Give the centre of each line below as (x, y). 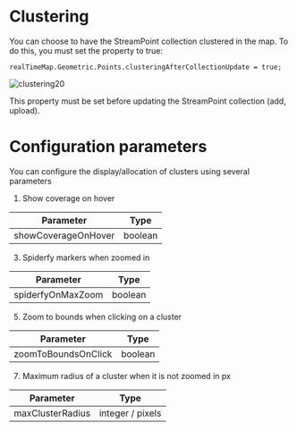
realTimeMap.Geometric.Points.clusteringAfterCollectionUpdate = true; (145, 67)
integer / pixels (130, 413)
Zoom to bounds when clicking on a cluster (102, 317)
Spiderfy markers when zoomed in (86, 258)
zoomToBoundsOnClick (63, 353)
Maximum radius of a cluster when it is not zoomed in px (126, 376)
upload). (25, 110)
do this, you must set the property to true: (86, 50)
